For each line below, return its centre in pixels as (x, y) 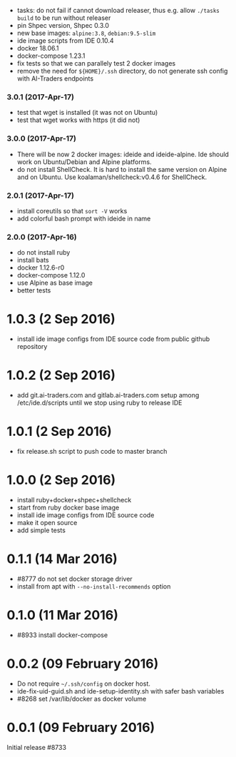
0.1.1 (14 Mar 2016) (62, 559)
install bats (33, 260)
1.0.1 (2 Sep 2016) (59, 432)
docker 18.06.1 (38, 48)
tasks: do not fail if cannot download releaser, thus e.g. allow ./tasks (118, 10)
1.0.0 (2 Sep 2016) (61, 480)
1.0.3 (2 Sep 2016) (61, 319)
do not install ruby (43, 253)
